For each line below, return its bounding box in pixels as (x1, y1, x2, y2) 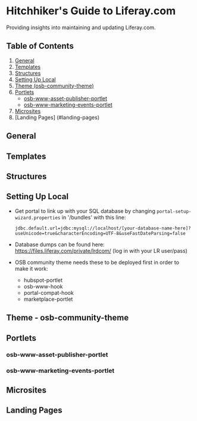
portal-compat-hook (23, 289, 74, 296)
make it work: (14, 265, 49, 272)
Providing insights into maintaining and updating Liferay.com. (6, 24, 156, 31)
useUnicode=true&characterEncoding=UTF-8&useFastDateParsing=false (14, 230, 186, 236)
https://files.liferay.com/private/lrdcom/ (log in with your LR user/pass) (14, 247, 187, 254)
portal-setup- (157, 208, 192, 215)
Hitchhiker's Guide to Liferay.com (6, 4, 176, 18)
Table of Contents (6, 41, 74, 51)
